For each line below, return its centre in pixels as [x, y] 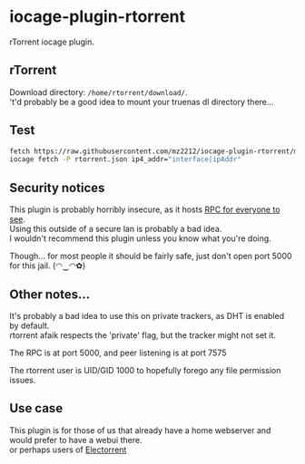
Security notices [57, 188]
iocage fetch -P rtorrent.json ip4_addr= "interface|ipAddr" [126, 159]
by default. [30, 325]
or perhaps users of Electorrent [68, 449]
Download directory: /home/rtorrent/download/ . [98, 92]
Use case [36, 408]
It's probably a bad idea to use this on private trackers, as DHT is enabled [147, 315]
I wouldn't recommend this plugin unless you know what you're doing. [141, 238]
